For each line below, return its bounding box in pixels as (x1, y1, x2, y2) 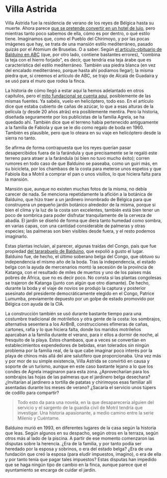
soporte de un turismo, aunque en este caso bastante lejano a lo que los (5, 363, 153, 369)
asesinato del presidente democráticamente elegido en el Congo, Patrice (5, 290, 155, 296)
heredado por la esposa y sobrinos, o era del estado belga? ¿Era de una (5, 446, 153, 452)
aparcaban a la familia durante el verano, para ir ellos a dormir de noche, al (5, 332, 159, 338)
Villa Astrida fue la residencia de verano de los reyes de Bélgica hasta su (5, 20, 154, 26)
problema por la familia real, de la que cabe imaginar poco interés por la (5, 347, 153, 353)
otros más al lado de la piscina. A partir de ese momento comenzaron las (5, 435, 155, 441)
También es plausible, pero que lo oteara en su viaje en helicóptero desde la (5, 130, 161, 136)
